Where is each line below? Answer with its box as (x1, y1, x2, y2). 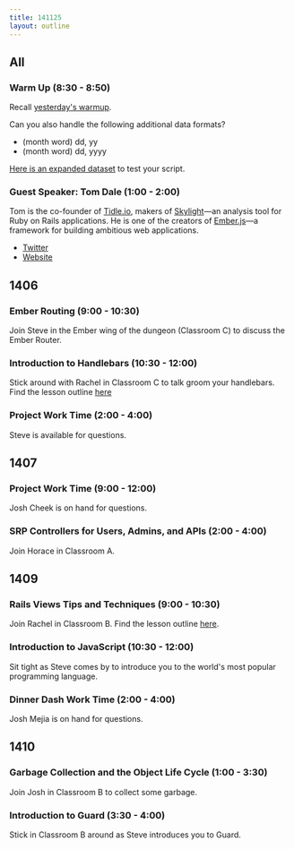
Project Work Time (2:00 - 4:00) (9, 409, 153, 422)
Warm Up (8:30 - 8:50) (9, 81, 111, 94)
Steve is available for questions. (9, 429, 127, 440)
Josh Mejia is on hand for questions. (9, 714, 143, 725)
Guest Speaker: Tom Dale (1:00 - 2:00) (9, 185, 181, 198)
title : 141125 (9, 13, 63, 22)
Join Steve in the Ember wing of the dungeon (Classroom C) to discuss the (9, 325, 285, 336)
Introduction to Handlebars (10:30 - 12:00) (9, 357, 198, 370)
